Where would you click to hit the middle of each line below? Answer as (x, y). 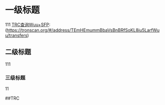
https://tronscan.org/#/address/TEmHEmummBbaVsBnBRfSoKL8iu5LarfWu (83, 30)
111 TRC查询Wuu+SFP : (28, 25)
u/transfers (16, 35)
